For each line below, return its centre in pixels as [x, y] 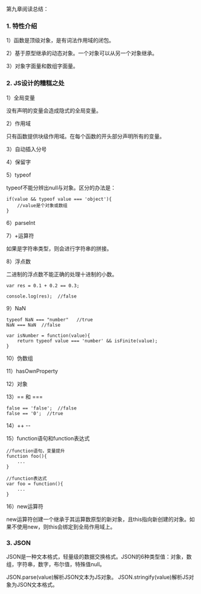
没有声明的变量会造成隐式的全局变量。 [54, 110]
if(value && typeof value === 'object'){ [59, 199]
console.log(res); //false [42, 296]
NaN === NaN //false [33, 325]
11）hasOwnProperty [32, 371]
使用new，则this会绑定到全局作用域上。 [66, 527]
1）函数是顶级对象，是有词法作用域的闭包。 [60, 41]
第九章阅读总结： [27, 9]
